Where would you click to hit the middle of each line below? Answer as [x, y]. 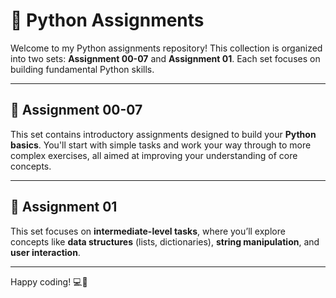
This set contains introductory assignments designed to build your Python [163, 134]
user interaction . [45, 252]
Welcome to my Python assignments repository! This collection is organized [166, 48]
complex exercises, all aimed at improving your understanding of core [154, 155]
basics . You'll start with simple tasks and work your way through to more [161, 145]
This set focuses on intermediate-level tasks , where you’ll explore [148, 231]
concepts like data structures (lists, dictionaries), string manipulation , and [165, 241]
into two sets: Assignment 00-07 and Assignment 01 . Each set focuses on [165, 58]
